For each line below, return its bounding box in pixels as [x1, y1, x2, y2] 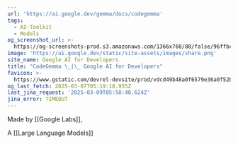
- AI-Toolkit [13, 23, 52, 30]
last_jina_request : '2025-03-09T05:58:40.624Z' [7, 89, 151, 96]
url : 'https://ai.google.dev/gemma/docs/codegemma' [7, 10, 163, 18]
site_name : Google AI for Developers [7, 56, 119, 64]
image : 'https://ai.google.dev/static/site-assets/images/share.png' [7, 50, 217, 57]
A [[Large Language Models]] [7, 128, 93, 137]
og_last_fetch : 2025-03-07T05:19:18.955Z [7, 83, 132, 90]
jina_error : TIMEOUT [7, 96, 69, 103]
